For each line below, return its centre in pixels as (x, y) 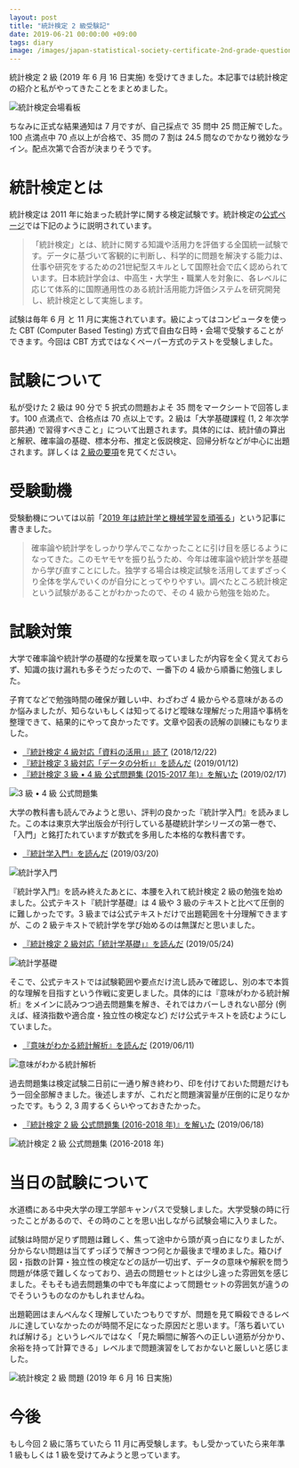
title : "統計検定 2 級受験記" (60, 26)
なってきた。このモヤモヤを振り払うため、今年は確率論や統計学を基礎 (159, 559)
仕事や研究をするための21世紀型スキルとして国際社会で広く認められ (156, 267)
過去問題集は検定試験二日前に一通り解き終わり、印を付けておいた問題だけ (145, 1083)
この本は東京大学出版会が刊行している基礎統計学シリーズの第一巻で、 (153, 823)
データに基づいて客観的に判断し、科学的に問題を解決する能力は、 (166, 256)
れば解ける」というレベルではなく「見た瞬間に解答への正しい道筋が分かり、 (149, 1336)
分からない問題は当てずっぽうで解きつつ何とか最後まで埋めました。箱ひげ (145, 1250)
